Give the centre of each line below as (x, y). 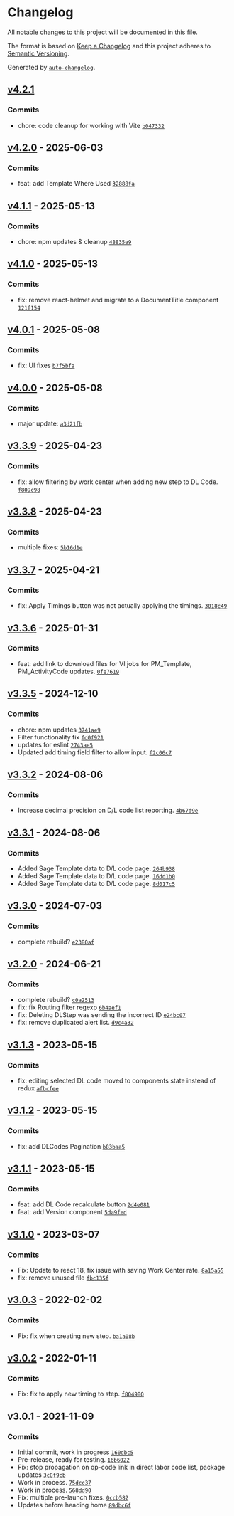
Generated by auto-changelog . (51, 67)
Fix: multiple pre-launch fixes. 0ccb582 (73, 1497)
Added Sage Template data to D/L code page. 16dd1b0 (96, 875)
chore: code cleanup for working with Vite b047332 (91, 125)
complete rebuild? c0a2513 (56, 1000)
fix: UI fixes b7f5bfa (46, 365)
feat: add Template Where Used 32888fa (76, 184)
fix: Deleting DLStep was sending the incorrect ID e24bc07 (102, 1015)
